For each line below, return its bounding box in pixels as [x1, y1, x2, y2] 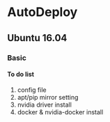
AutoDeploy [7, 4, 78, 20]
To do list [7, 70, 35, 79]
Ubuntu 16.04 [7, 32, 68, 44]
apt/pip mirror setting [17, 93, 79, 101]
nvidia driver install [17, 100, 72, 109]
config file [17, 85, 47, 94]
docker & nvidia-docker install [17, 107, 104, 116]
